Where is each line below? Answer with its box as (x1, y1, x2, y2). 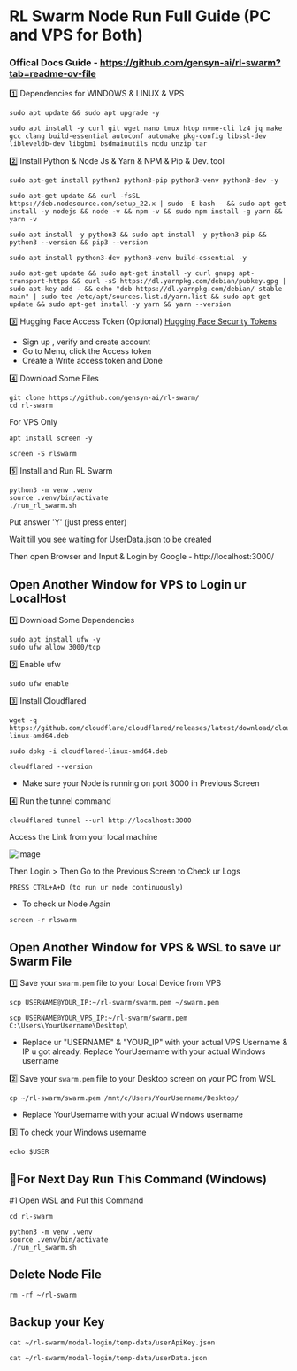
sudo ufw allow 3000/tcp (9, 643, 101, 652)
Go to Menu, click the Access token (21, 346, 152, 357)
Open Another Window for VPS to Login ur (9, 577, 247, 592)
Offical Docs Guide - (9, 57, 99, 69)
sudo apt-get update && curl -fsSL (9, 192, 141, 201)
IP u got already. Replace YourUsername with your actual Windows (21, 1046, 266, 1057)
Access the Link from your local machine (9, 832, 158, 843)
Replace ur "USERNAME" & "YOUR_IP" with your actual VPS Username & (21, 1037, 288, 1048)
